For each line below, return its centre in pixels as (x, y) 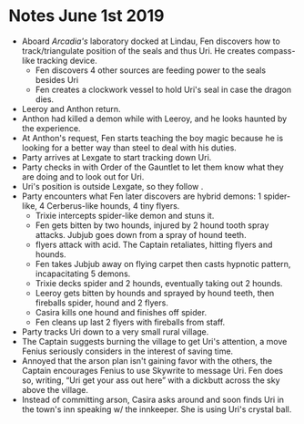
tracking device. (67, 60)
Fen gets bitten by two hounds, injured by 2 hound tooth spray (152, 225)
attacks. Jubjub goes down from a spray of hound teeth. (141, 234)
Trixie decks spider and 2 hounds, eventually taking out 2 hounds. (159, 283)
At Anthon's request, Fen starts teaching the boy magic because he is (152, 138)
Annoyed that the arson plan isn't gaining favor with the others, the (147, 360)
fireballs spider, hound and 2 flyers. (102, 303)
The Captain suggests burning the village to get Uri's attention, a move (154, 341)
